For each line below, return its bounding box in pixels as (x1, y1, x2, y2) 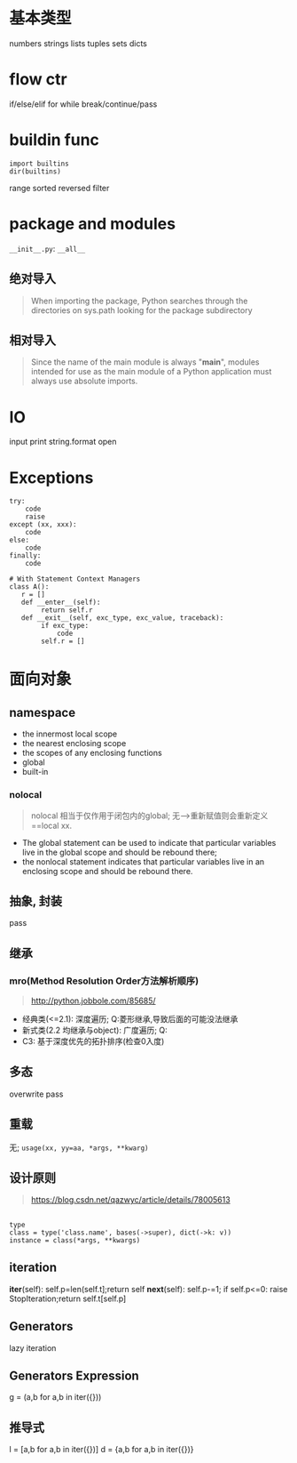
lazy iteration (9, 1342, 57, 1353)
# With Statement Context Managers (9, 575, 141, 583)
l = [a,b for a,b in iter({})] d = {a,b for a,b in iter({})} (9, 1444, 194, 1455)
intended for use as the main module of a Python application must (30, 366, 272, 377)
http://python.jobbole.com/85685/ (30, 995, 157, 1006)
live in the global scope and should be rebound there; (21, 847, 217, 857)
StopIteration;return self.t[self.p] (9, 1293, 127, 1304)
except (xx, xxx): (9, 520, 77, 529)
